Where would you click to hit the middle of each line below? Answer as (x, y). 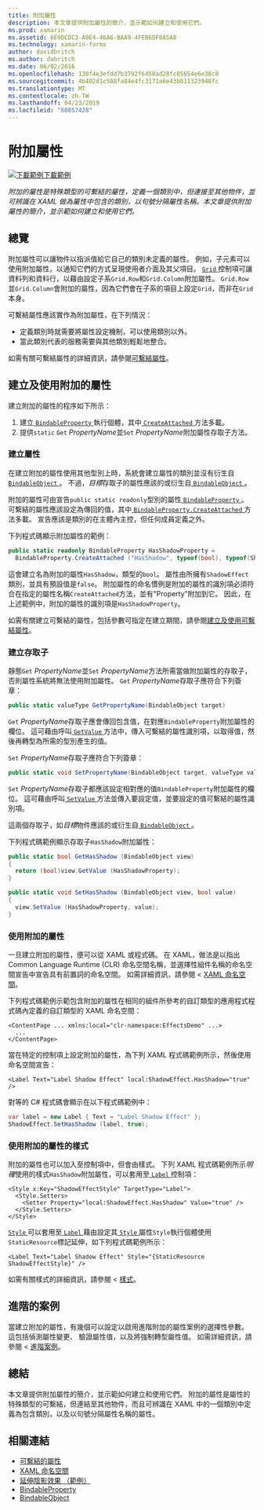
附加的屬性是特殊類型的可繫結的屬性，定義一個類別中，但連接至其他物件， (128, 191)
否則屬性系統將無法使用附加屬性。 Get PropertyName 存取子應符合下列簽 (125, 680)
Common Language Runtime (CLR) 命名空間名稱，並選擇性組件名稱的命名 (127, 964)
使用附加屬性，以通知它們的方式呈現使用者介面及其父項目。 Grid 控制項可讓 (130, 269)
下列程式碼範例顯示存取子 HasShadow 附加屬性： (82, 841)
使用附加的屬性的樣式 (48, 1145)
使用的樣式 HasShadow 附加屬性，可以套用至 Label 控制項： (107, 1174)
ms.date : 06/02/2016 (42, 67)
